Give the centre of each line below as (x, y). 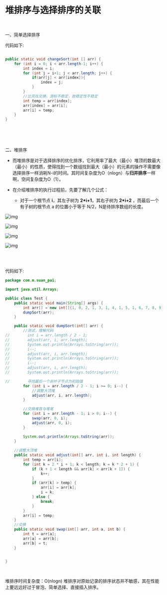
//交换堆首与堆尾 (38, 409)
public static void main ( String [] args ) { (59, 303)
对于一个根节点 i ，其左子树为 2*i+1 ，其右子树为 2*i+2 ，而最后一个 (89, 201)
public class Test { (27, 298)
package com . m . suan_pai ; (31, 281)
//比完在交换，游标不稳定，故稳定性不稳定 (60, 96)
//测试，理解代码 (38, 331)
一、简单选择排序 (23, 34)
